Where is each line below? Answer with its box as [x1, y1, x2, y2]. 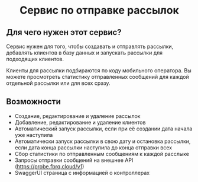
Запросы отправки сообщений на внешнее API [14, 157, 134, 164]
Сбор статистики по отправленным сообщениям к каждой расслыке [14, 150, 190, 157]
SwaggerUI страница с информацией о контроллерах [14, 169, 150, 176]
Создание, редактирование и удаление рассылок [14, 112, 141, 119]
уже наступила [14, 131, 53, 138]
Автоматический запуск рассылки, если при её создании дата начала [14, 125, 193, 132]
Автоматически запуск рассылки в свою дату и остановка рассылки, [14, 138, 191, 145]
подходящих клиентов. [6, 56, 64, 62]
